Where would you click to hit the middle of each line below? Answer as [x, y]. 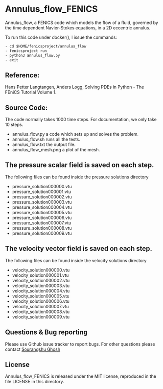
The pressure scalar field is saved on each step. [80, 165]
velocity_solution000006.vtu [41, 301]
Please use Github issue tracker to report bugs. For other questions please [80, 344]
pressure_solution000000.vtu [42, 186]
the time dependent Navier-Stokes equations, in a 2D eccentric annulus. [78, 27]
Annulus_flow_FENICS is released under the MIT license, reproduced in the [81, 376]
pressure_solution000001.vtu [42, 192]
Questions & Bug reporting [47, 332]
